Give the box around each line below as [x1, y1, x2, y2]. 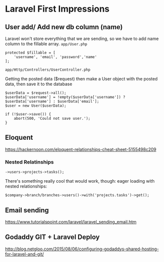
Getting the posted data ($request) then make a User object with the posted [5, 76, 158, 81]
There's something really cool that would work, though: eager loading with [5, 178, 155, 184]
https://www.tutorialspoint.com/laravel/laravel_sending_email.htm [5, 219, 137, 225]
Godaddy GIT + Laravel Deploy [5, 233, 100, 242]
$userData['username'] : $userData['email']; [5, 99, 99, 104]
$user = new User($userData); [5, 103, 67, 108]
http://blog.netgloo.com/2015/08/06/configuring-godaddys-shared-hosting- [5, 246, 159, 252]
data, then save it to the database [5, 81, 72, 87]
